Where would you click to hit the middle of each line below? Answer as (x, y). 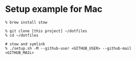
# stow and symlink (25, 44)
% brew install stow (26, 22)
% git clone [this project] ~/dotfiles (46, 31)
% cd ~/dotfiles (22, 35)
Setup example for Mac (54, 9)
